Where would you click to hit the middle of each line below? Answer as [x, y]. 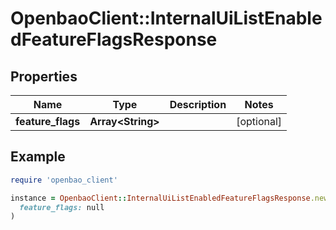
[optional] [259, 121]
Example [38, 157]
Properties [44, 76]
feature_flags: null [62, 207]
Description [198, 104]
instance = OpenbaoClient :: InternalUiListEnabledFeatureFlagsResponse [160, 198]
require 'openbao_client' [64, 180]
